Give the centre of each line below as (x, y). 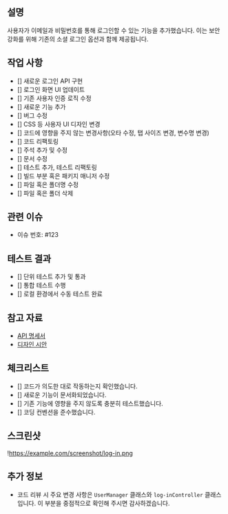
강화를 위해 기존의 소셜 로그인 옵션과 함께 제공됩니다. (78, 39)
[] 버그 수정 (32, 115)
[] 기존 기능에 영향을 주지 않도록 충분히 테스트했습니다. (90, 403)
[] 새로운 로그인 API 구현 (50, 81)
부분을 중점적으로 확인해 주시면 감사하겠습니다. (107, 503)
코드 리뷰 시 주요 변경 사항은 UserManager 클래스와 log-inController (110, 494)
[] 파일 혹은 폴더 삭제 (45, 193)
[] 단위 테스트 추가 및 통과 (51, 277)
